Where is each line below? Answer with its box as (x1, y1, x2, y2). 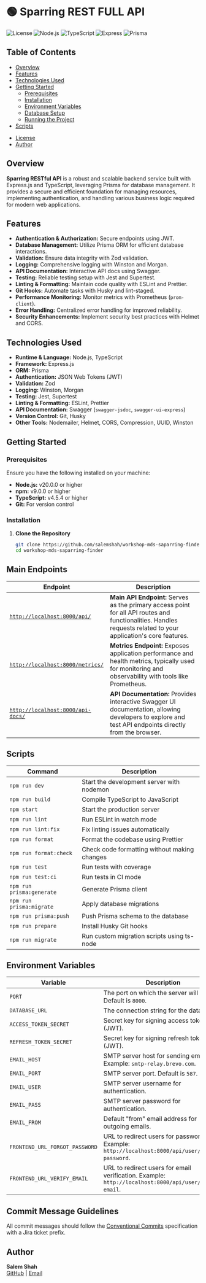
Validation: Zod (15, 380, 55, 387)
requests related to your (110, 624, 179, 632)
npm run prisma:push (9, 912, 69, 920)
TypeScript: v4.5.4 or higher (15, 494, 88, 501)
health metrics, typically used (110, 656, 195, 665)
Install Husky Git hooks (82, 921, 148, 930)
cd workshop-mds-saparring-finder (15, 548, 104, 554)
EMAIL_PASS (9, 1101, 41, 1109)
